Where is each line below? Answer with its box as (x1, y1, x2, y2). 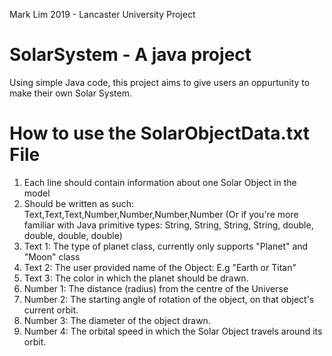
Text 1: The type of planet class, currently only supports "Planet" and (23, 240, 309, 252)
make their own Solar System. (9, 87, 132, 99)
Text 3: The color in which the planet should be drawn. (23, 272, 249, 284)
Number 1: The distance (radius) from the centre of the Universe (23, 282, 289, 294)
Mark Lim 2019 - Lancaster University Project (9, 9, 196, 20)
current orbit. (23, 304, 79, 316)
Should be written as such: (23, 197, 135, 209)
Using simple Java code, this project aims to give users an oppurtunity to (9, 76, 311, 88)
